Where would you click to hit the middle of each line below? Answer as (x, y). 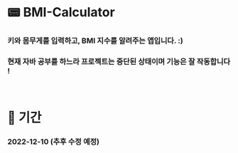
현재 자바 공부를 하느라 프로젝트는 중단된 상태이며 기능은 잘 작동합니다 (119, 62)
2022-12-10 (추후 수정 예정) (53, 142)
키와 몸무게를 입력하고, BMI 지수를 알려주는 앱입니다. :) (95, 41)
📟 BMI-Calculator (61, 12)
